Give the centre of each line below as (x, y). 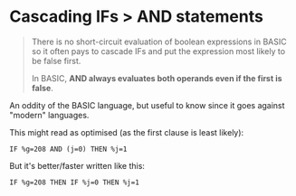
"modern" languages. (49, 115)
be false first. (56, 61)
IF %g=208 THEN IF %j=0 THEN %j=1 (75, 182)
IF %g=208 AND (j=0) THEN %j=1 (68, 149)
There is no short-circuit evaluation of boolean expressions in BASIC (159, 42)
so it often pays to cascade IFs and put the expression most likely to (158, 51)
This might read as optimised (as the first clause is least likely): (127, 132)
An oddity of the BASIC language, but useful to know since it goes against (147, 105)
